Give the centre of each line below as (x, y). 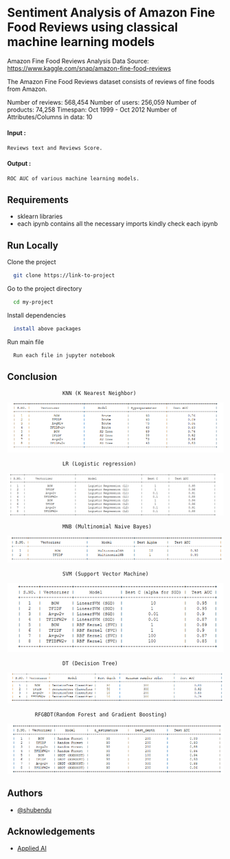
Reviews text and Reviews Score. (55, 148)
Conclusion (32, 377)
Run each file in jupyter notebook (64, 355)
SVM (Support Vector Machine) (105, 574)
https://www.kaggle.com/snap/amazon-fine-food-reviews (89, 68)
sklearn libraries (40, 216)
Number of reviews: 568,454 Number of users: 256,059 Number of (102, 102)
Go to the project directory (45, 288)
